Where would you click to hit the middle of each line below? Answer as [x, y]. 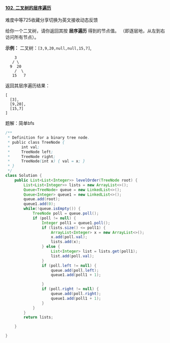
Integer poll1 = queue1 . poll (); [76, 223]
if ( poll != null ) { [54, 218]
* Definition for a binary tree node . [49, 138]
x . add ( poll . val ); [69, 237]
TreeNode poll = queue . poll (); [66, 214]
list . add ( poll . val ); [73, 256]
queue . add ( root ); [42, 199]
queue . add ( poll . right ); [76, 294]
